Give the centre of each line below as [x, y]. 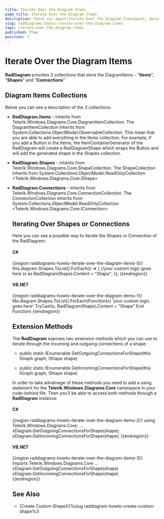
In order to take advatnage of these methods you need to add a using [82, 382]
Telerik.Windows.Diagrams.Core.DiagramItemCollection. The [73, 122]
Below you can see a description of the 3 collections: [58, 107]
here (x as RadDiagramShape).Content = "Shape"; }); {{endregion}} [80, 273]
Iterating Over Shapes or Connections [71, 224]
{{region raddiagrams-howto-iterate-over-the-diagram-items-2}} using [83, 420]
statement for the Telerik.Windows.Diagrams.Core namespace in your [84, 388]
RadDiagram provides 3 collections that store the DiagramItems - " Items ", [80, 74]
